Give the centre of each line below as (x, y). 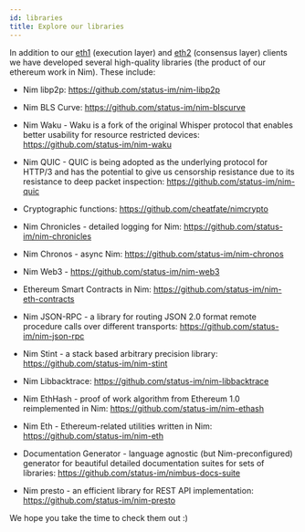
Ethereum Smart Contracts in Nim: (87, 289)
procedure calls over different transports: (100, 326)
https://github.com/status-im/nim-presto (99, 500)
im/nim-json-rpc (53, 336)
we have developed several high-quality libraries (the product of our (138, 62)
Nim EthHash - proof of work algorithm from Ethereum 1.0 (131, 399)
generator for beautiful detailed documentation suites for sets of (143, 463)
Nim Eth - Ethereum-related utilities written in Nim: (117, 426)
